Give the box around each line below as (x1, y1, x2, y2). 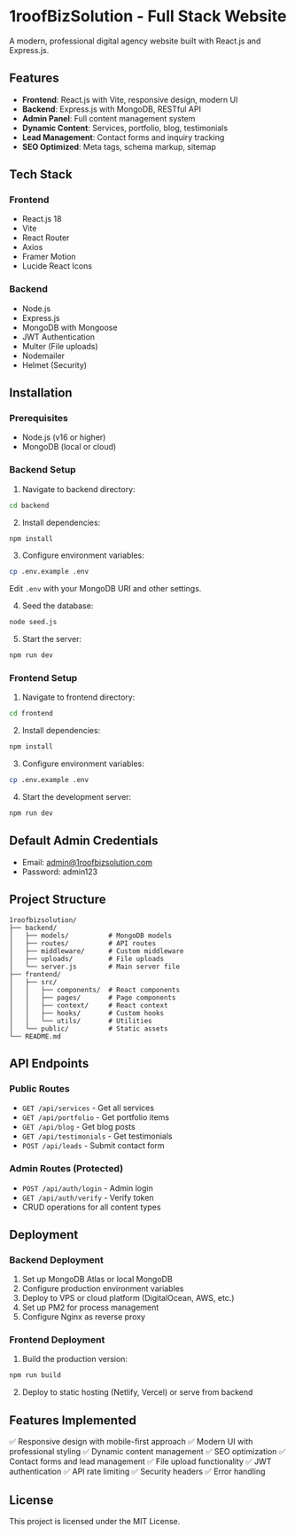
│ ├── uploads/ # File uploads (9, 954, 165, 963)
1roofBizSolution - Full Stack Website (9, 6, 287, 27)
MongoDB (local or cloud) (21, 442, 117, 452)
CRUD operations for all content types (21, 1202, 161, 1212)
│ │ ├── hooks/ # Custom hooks (9, 1008, 165, 1017)
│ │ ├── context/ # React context (9, 1000, 168, 1010)
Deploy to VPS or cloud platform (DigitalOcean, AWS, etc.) (21, 1293, 235, 1304)
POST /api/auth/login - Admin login (21, 1182, 153, 1194)
